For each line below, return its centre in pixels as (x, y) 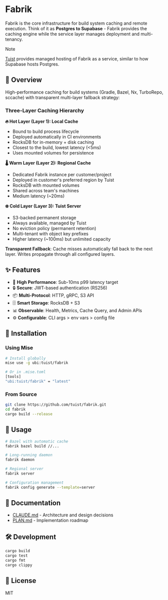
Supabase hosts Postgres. (32, 64)
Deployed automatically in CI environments (57, 137)
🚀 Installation (26, 333)
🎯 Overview (24, 80)
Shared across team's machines (46, 191)
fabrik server (20, 474)
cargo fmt (16, 560)
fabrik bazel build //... (32, 446)
